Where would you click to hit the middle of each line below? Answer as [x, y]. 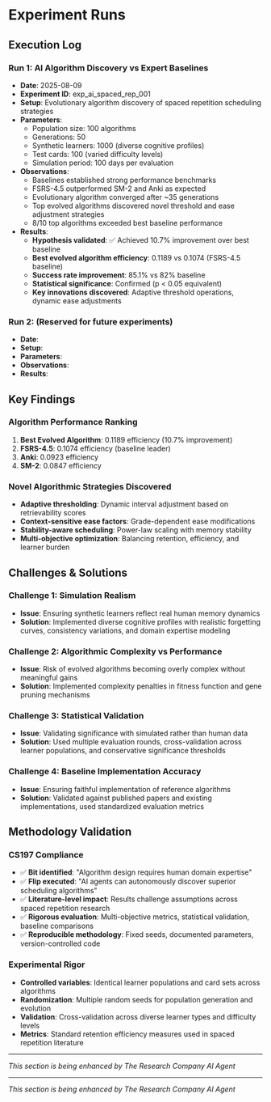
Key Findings [42, 399]
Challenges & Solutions [68, 572]
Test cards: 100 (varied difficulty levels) [98, 154]
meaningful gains [49, 678]
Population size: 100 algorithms [84, 128]
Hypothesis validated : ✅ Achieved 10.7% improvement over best [141, 239]
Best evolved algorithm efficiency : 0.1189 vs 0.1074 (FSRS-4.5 [136, 257]
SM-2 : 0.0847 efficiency [61, 465]
